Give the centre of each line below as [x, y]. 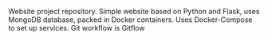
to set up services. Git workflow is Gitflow [77, 28]
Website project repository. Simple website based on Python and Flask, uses [134, 11]
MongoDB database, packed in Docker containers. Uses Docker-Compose [130, 20]
